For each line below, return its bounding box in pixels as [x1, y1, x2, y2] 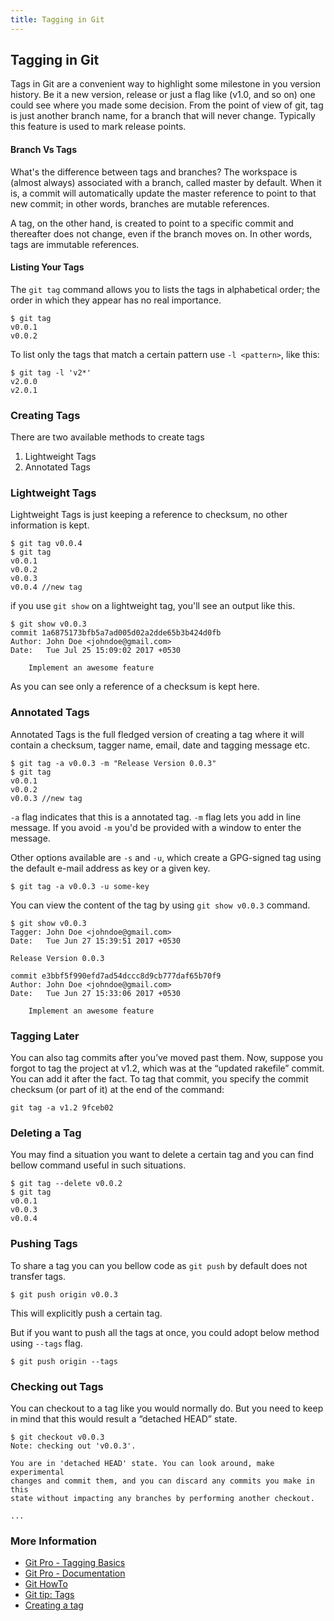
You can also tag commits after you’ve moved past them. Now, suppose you [10, 1052, 324, 1064]
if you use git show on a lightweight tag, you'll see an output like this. [10, 600, 296, 612]
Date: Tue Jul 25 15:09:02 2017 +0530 [10, 646, 182, 656]
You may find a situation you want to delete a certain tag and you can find [10, 1149, 314, 1161]
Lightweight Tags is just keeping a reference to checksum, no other [10, 509, 288, 521]
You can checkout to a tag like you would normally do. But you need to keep [10, 1402, 324, 1414]
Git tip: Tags [24, 1589, 75, 1601]
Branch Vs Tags [10, 144, 77, 156]
